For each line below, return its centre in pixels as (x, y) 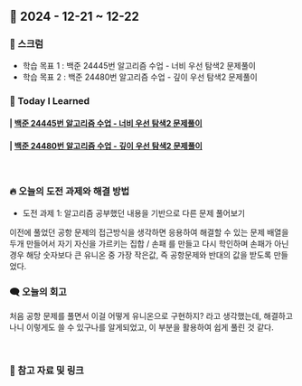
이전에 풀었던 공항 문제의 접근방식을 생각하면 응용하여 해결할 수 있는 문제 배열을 (149, 232)
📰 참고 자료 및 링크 (47, 370)
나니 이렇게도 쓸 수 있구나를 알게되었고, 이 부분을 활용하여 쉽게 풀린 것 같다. (142, 327)
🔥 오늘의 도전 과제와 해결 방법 (69, 192)
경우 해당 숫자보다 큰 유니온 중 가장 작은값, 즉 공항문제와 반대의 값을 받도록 (141, 255)
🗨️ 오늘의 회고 (38, 292)
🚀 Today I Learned (50, 100)
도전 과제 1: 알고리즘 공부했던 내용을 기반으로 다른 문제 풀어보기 (134, 212)
